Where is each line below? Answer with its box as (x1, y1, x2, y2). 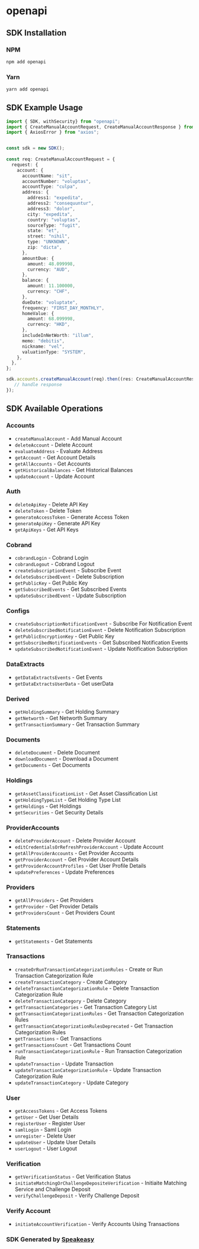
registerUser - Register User (14, 1120, 86, 1127)
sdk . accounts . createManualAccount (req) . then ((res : (6, 376, 134, 383)
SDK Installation (6, 28, 67, 38)
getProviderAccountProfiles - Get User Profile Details (14, 862, 146, 869)
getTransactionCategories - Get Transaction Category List (14, 1003, 157, 1010)
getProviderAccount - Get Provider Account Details (14, 856, 139, 863)
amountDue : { (21, 255, 54, 261)
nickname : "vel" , (21, 343, 65, 349)
